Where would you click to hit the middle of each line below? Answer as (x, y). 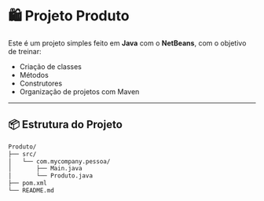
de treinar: (25, 51)
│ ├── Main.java (45, 169)
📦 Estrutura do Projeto (66, 124)
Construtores (41, 83)
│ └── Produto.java (50, 176)
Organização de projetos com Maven (79, 91)
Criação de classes (51, 66)
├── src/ (22, 154)
